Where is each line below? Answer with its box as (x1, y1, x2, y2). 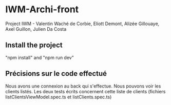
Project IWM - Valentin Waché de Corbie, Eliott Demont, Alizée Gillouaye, (5, 20, 160, 27)
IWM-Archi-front (5, 4, 79, 15)
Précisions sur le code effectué (5, 69, 107, 78)
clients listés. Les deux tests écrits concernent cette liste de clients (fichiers (5, 88, 166, 94)
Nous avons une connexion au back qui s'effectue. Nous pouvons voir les (5, 83, 161, 89)
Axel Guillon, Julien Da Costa (5, 26, 67, 32)
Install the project (5, 41, 63, 50)
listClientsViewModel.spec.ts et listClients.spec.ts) (5, 94, 112, 100)
